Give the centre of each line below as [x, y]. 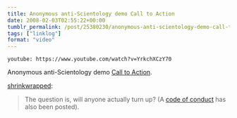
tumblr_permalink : [34, 27]
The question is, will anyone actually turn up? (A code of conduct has [125, 100]
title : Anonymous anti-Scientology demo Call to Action [91, 14]
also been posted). [52, 107]
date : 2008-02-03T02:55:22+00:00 [56, 20]
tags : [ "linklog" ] [34, 33]
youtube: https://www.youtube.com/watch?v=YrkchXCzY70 [90, 59]
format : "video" [31, 40]
